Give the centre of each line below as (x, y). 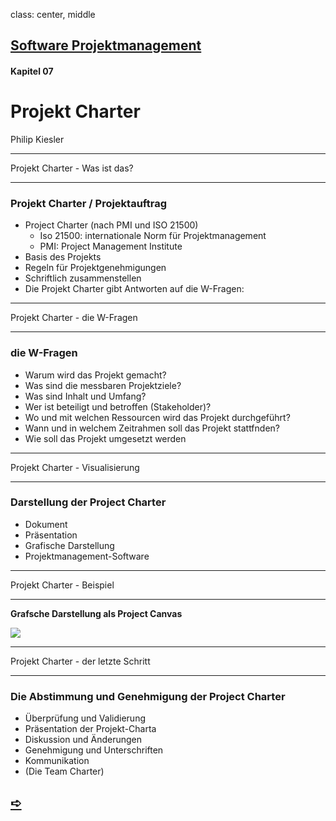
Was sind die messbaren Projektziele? (103, 385)
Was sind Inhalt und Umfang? (85, 396)
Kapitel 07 (32, 71)
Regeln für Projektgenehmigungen (95, 268)
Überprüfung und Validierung (85, 718)
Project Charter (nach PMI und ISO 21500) (111, 225)
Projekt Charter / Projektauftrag (88, 203)
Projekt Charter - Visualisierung (75, 467)
